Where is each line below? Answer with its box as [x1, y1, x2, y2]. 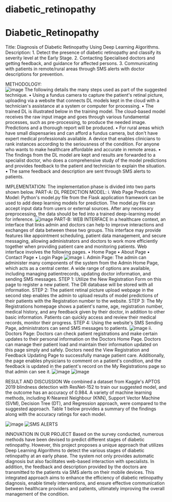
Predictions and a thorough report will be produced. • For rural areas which [5, 124, 164, 131]
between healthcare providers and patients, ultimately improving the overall [5, 486, 165, 492]
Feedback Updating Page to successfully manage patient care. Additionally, [5, 352, 165, 359]
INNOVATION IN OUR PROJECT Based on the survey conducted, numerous [5, 431, 164, 437]
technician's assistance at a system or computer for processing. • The [5, 103, 154, 109]
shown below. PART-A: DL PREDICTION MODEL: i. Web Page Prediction [5, 189, 156, 195]
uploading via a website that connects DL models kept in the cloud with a [5, 97, 160, 103]
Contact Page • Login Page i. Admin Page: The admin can [5, 255, 147, 261]
